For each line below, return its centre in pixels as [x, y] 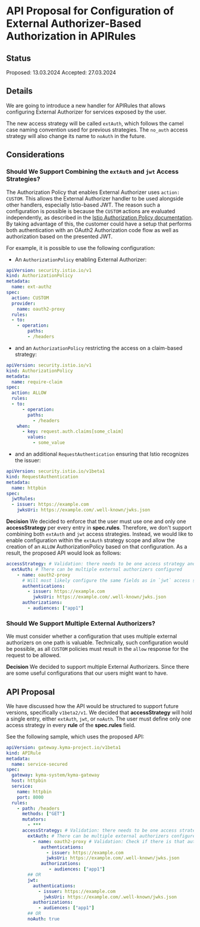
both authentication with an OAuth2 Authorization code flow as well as [92, 230]
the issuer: [28, 460]
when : [24, 426]
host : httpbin [29, 781]
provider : [24, 303]
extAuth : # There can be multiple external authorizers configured [97, 569]
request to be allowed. [34, 655]
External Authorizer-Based [74, 24]
